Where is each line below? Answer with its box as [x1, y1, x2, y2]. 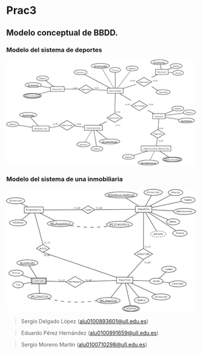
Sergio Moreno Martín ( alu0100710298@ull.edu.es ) [20, 341, 147, 348]
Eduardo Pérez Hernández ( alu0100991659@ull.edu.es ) [20, 329, 159, 337]
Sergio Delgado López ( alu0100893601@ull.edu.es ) [20, 318, 149, 325]
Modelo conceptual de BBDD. [6, 28, 118, 38]
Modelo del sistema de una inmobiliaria [6, 175, 123, 183]
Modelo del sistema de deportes [6, 46, 102, 54]
